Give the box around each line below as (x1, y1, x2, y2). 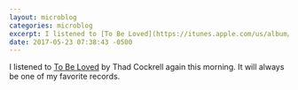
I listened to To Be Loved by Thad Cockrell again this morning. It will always (9, 62, 285, 72)
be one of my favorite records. (9, 71, 121, 82)
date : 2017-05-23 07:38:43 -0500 (9, 37, 133, 47)
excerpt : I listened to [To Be (9, 29, 125, 38)
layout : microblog (9, 12, 77, 22)
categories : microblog (9, 21, 93, 30)
